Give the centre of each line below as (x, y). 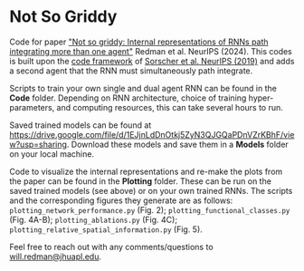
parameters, (32, 107)
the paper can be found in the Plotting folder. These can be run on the (140, 181)
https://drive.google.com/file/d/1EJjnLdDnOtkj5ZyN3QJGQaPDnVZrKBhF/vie (152, 134)
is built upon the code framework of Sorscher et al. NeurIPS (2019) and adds (152, 61)
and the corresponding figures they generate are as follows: (121, 200)
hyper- (261, 98)
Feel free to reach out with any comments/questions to (112, 247)
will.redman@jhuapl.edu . (56, 256)
